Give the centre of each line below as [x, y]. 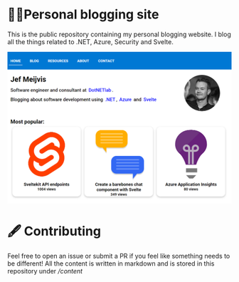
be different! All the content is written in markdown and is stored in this [111, 263]
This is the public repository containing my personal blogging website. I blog [119, 34]
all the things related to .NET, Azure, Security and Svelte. [91, 41]
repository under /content [45, 271]
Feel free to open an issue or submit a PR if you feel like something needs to [119, 256]
